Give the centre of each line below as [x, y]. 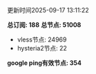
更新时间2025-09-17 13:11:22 [48, 10]
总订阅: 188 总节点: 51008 [44, 25]
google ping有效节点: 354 [44, 63]
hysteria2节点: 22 [42, 48]
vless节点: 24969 [42, 39]
